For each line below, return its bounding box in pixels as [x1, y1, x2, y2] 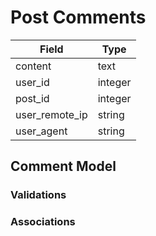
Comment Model [10, 158, 117, 175]
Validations [10, 188, 67, 202]
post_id [15, 91, 50, 105]
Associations [10, 215, 76, 229]
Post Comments [10, 6, 147, 29]
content [15, 59, 52, 73]
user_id [15, 75, 50, 89]
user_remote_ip [15, 107, 88, 121]
